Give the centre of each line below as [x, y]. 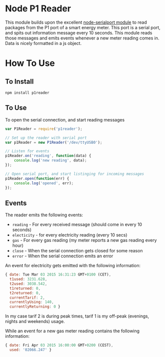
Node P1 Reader [38, 9]
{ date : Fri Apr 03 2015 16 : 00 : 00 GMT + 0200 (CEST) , [59, 345]
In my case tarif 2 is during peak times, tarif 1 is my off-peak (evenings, [77, 316]
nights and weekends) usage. [35, 321]
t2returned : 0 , [25, 293]
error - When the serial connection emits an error [63, 256]
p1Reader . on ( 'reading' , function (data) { [48, 156]
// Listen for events [27, 151]
